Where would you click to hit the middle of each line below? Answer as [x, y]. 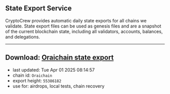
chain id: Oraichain [32, 75]
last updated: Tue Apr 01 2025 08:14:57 [54, 70]
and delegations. [23, 37]
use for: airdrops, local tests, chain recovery [58, 86]
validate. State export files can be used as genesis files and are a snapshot [83, 26]
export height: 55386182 [37, 80]
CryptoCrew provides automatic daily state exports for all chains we [76, 20]
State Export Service [38, 8]
